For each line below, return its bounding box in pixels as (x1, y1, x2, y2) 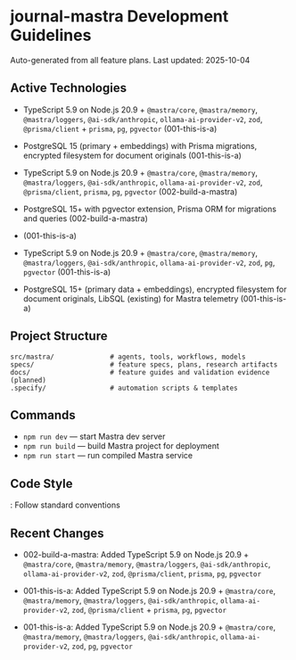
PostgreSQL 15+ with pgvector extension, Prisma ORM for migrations (22, 203, 277, 214)
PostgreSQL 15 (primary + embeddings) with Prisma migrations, (22, 140, 258, 151)
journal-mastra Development (10, 6, 229, 27)
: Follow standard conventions (10, 499, 121, 510)
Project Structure (10, 328, 108, 344)
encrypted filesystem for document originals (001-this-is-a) (22, 150, 242, 161)
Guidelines (10, 25, 92, 45)
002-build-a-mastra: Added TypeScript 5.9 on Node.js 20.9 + (22, 549, 250, 559)
